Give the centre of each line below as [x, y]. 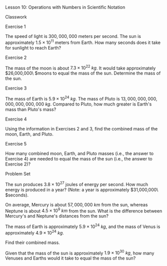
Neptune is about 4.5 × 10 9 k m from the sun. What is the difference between [84, 210]
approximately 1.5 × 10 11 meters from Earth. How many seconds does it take [83, 42]
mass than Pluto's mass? [31, 109]
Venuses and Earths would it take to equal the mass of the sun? [70, 258]
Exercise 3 [16, 88]
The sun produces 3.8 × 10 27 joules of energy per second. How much [77, 183]
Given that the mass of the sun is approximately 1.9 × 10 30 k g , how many [80, 252]
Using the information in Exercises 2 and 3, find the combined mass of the [81, 128]
